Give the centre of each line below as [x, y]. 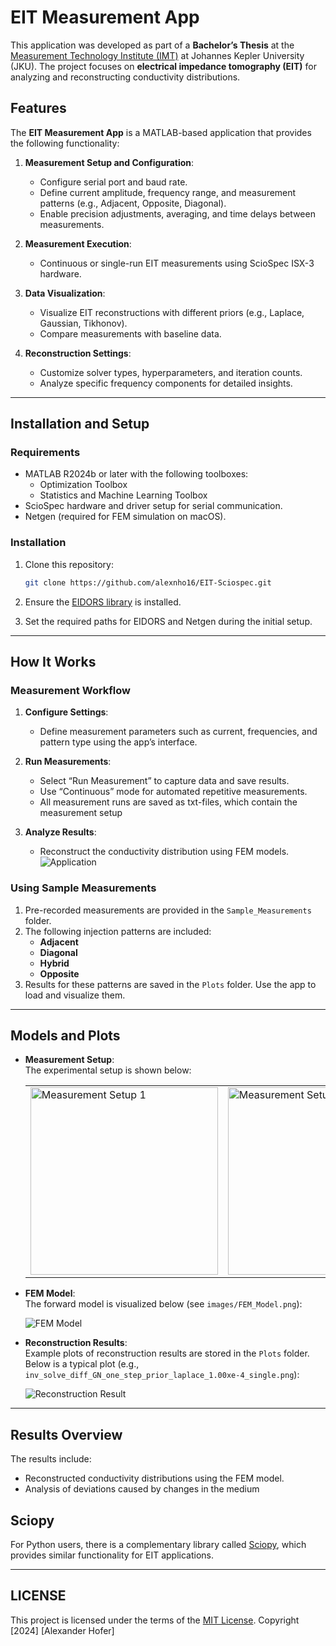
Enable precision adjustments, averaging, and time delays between [177, 213]
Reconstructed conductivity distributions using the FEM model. [154, 1478]
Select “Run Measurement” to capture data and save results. [164, 781]
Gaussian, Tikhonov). [83, 323]
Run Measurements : [68, 762]
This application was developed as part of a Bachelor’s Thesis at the [152, 45]
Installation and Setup [80, 424]
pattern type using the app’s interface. [118, 742]
